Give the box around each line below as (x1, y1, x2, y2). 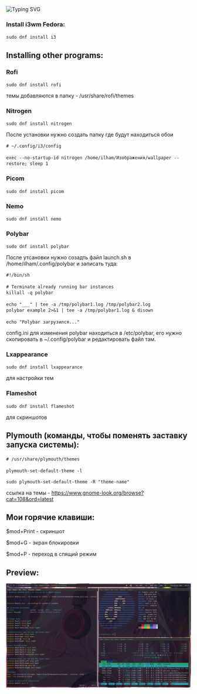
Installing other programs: (6, 50, 104, 60)
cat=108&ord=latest (6, 495, 54, 502)
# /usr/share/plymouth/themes (6, 456, 80, 462)
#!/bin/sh (6, 272, 30, 278)
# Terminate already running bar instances (6, 284, 114, 290)
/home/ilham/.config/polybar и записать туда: (6, 260, 118, 268)
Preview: (6, 567, 39, 577)
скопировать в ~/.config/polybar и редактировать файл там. (6, 336, 157, 343)
